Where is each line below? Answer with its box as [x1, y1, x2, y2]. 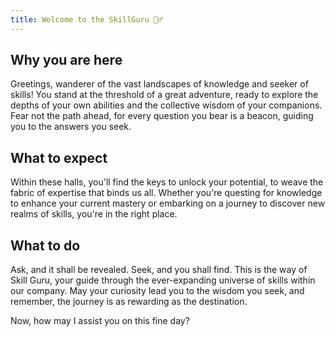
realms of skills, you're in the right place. [10, 208, 178, 220]
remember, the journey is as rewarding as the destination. [10, 296, 248, 308]
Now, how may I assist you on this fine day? [10, 315, 190, 327]
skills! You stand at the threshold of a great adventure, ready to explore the [10, 89, 319, 101]
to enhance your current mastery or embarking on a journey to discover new [10, 197, 326, 210]
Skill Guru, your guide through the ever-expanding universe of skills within [10, 274, 316, 286]
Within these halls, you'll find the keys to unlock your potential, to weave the [10, 176, 324, 188]
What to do [10, 237, 81, 254]
